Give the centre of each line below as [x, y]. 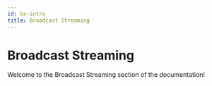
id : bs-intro [26, 14]
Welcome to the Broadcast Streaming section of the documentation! [106, 75]
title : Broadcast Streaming [49, 20]
